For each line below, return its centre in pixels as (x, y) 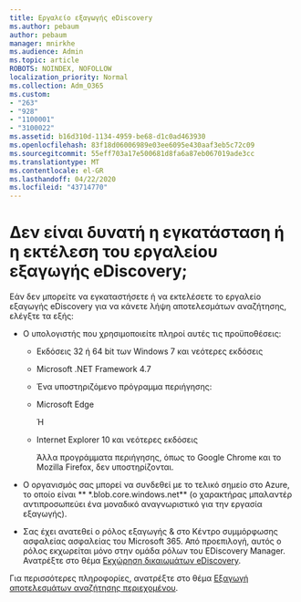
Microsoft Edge (65, 405)
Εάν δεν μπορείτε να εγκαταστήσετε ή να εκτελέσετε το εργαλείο (135, 296)
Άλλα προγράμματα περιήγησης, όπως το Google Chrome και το (159, 458)
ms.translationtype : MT (55, 162)
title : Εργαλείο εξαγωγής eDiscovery (81, 18)
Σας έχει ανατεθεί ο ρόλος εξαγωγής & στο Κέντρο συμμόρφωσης (150, 532)
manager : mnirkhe (42, 43)
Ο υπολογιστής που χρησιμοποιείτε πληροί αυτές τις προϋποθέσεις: (152, 334)
